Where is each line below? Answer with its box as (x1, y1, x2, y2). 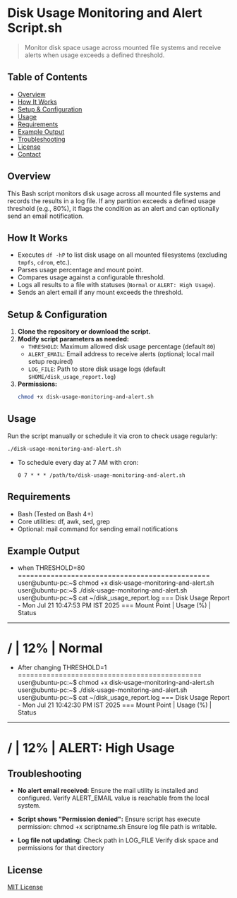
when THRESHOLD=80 (17, 564, 85, 572)
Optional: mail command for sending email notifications (17, 524, 178, 533)
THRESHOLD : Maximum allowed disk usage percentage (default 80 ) (28, 342, 216, 351)
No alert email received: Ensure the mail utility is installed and (17, 787, 199, 795)
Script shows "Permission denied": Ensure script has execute (17, 815, 201, 823)
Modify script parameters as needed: (17, 335, 129, 344)
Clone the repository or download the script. (17, 327, 151, 336)
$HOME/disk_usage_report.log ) (28, 372, 116, 381)
